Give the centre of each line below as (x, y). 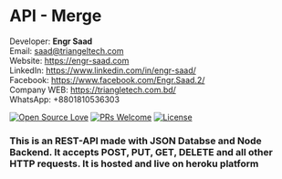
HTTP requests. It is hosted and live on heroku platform (134, 163)
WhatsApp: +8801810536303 (65, 99)
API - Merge (56, 16)
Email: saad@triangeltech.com (67, 50)
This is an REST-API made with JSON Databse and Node (136, 141)
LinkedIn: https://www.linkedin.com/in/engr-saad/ (103, 70)
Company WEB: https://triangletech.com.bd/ (93, 89)
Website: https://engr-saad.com (69, 60)
